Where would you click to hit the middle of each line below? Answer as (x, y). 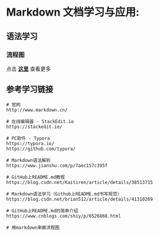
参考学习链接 (30, 89)
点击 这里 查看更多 (29, 69)
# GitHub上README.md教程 (36, 177)
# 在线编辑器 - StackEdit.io (40, 121)
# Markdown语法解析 (29, 160)
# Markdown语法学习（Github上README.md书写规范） (64, 194)
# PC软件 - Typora (28, 138)
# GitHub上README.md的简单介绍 (42, 211)
